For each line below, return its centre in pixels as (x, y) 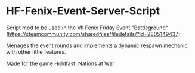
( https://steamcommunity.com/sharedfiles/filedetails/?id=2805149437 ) (93, 34)
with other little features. (36, 51)
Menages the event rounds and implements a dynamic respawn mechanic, (98, 45)
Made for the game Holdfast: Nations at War (60, 63)
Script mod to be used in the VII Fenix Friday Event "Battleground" (87, 28)
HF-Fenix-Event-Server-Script (83, 11)
